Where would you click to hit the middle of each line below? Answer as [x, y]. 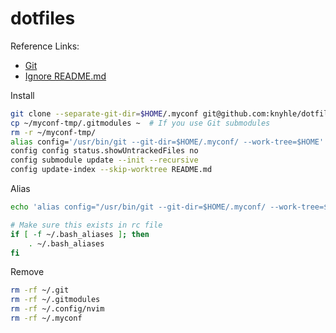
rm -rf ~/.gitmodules [55, 300]
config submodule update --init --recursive [104, 160]
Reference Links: [45, 46]
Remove [27, 272]
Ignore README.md [65, 76]
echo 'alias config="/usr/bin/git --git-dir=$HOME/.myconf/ [138, 207]
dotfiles [43, 18]
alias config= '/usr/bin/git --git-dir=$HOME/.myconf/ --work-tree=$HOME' [167, 142]
